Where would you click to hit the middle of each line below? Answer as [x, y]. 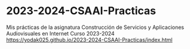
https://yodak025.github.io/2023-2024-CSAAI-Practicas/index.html [89, 40]
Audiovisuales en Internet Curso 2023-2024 [60, 33]
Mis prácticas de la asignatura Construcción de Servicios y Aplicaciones [95, 27]
